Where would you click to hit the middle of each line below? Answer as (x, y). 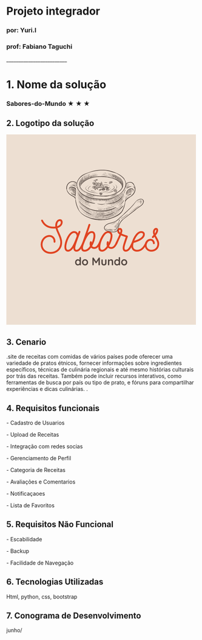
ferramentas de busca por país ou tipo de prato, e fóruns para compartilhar (100, 382)
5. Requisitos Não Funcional (60, 525)
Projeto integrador (53, 11)
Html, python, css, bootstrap (42, 596)
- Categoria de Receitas (36, 469)
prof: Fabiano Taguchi (39, 47)
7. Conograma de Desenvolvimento (74, 615)
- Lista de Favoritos (30, 505)
